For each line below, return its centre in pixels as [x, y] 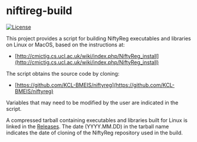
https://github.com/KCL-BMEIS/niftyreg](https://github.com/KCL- [96, 85]
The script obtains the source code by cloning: [63, 73]
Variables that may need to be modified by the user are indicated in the [92, 102]
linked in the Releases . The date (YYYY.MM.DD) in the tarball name [88, 126]
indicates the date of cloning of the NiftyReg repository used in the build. [94, 133]
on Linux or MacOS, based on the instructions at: [65, 45]
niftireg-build [39, 11]
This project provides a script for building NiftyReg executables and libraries [98, 38]
